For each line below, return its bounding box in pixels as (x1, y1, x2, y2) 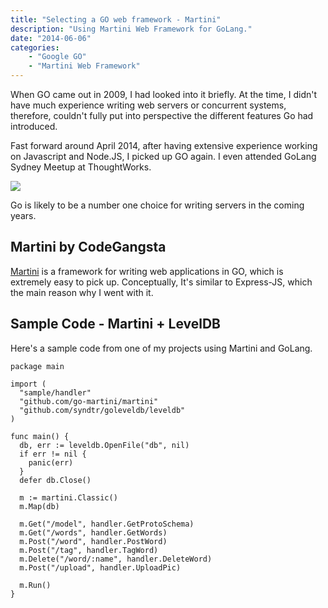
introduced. (10, 121, 58, 132)
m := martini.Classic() (19, 492, 118, 503)
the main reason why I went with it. (10, 286, 154, 298)
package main (10, 361, 65, 371)
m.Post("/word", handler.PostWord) (19, 536, 168, 546)
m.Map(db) (19, 501, 60, 511)
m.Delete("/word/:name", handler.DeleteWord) (19, 554, 213, 564)
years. (10, 210, 37, 221)
